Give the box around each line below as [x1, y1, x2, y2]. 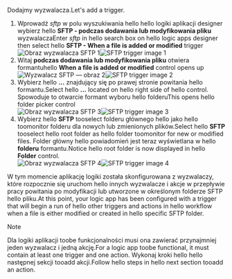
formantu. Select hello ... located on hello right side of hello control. [17, 86, 209, 93]
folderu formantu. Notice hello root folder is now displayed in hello [17, 145, 206, 152]
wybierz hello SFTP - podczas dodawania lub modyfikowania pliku [17, 27, 212, 35]
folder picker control [17, 100, 76, 108]
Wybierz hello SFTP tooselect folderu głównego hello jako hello [17, 115, 199, 123]
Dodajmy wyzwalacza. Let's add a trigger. [7, 6, 125, 14]
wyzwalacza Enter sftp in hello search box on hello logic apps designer [17, 34, 218, 42]
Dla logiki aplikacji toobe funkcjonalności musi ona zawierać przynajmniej [7, 236, 217, 244]
